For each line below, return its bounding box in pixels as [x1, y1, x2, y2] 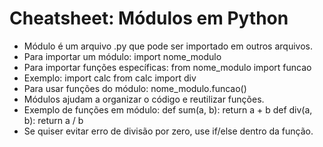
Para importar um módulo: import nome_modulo [23, 50, 222, 62]
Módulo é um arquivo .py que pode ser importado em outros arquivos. [23, 40, 313, 52]
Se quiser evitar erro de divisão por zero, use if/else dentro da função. [23, 125, 314, 137]
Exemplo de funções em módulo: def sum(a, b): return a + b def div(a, [23, 103, 313, 116]
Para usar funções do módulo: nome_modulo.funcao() [23, 82, 247, 94]
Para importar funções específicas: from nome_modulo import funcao [23, 61, 312, 73]
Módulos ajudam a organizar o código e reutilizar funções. [23, 93, 265, 105]
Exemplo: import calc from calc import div [23, 72, 197, 84]
